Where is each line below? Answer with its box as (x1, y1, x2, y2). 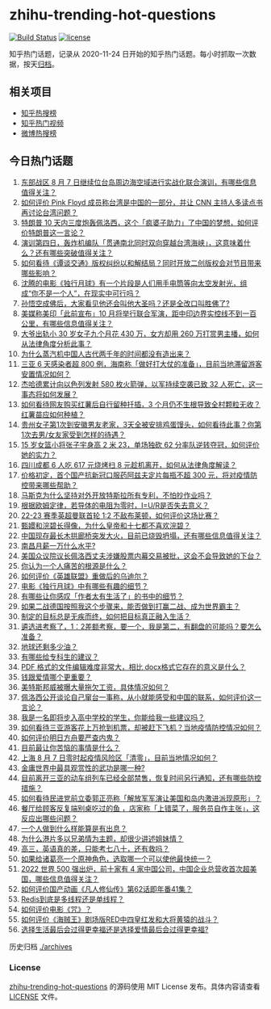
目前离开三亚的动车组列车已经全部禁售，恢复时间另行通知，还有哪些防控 (20, 773, 261, 783)
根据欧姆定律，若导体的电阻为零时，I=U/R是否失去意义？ (20, 500, 210, 510)
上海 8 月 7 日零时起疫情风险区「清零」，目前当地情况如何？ (20, 753, 219, 763)
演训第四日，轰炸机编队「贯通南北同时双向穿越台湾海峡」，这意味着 (20, 238, 244, 247)
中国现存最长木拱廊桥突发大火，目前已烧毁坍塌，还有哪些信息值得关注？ (20, 531, 261, 540)
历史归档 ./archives (9, 941, 73, 951)
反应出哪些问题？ (20, 814, 78, 823)
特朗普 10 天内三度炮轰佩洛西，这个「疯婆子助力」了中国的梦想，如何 (20, 217, 252, 227)
